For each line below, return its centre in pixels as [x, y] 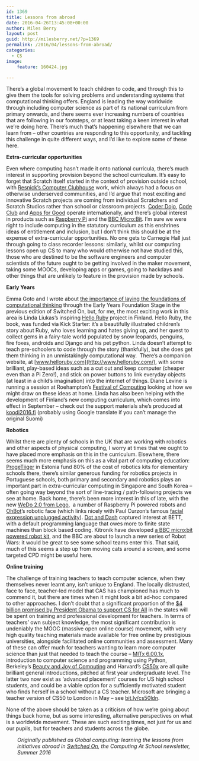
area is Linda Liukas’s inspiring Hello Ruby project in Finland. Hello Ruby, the [99, 318]
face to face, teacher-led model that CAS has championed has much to [93, 591]
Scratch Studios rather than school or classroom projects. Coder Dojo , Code [99, 207]
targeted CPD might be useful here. [49, 555]
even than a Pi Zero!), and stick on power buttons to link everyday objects [96, 375]
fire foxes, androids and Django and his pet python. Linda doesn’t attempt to [99, 343]
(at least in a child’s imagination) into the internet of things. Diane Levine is [97, 381]
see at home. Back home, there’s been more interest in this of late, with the [97, 499]
